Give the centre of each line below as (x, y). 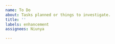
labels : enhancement (27, 24)
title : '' (16, 19)
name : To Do (18, 10)
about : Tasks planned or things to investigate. (58, 15)
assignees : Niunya (25, 29)
